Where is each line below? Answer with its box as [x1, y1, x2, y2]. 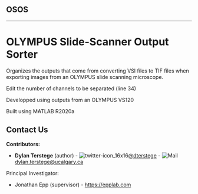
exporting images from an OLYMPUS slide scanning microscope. [6, 73, 164, 80]
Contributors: [6, 140, 40, 147]
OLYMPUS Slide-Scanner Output [6, 35, 169, 48]
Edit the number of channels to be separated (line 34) [6, 85, 137, 92]
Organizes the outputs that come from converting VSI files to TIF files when [6, 67, 190, 74]
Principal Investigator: [6, 169, 59, 176]
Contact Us [6, 125, 48, 135]
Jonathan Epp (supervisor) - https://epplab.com [14, 181, 131, 188]
